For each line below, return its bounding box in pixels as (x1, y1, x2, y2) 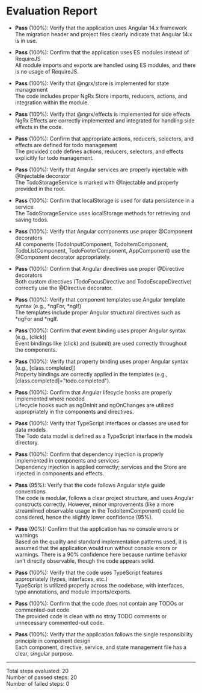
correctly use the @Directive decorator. (14, 284, 113, 291)
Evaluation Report (6, 4, 97, 18)
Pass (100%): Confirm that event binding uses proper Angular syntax (14, 327, 186, 334)
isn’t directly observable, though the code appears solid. (14, 557, 155, 565)
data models (14, 426, 46, 433)
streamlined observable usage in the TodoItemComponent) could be (14, 507, 185, 514)
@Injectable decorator (14, 172, 70, 179)
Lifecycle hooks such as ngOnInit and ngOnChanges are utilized (14, 401, 174, 408)
